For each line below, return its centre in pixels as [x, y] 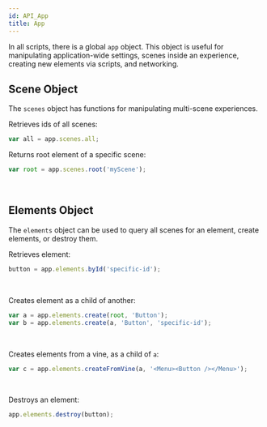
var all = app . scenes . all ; [54, 139]
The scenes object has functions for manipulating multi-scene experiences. [133, 109]
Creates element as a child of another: [72, 300]
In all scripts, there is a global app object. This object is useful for [116, 46]
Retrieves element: [40, 254]
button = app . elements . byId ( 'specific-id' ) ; [85, 269]
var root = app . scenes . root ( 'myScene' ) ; [78, 170]
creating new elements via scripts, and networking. [94, 64]
